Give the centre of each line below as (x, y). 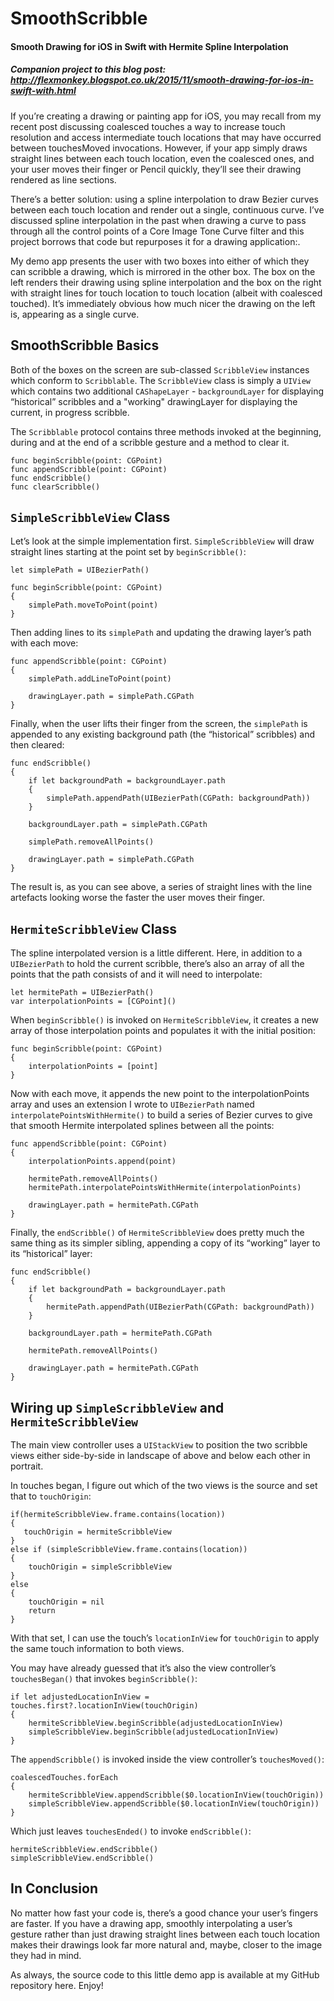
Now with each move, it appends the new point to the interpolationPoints (160, 1094)
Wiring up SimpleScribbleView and (117, 1407)
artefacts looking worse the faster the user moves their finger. (138, 898)
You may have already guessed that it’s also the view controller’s (143, 1668)
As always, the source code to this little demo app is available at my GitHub (165, 1974)
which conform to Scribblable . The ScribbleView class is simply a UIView (160, 380)
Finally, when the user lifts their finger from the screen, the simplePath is (159, 724)
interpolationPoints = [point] (93, 1067)
